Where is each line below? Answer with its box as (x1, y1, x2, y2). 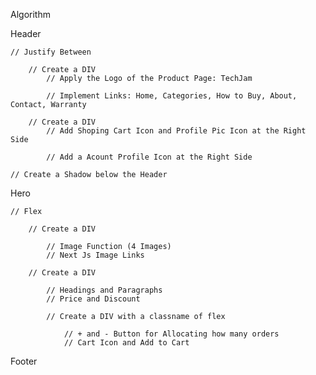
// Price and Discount (46, 294, 141, 304)
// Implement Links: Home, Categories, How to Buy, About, (46, 91, 298, 101)
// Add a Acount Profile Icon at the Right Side (46, 152, 253, 162)
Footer (10, 355, 38, 367)
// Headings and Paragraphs (46, 285, 163, 295)
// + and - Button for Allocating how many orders (63, 329, 280, 339)
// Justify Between (10, 47, 92, 57)
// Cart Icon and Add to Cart (63, 338, 190, 348)
